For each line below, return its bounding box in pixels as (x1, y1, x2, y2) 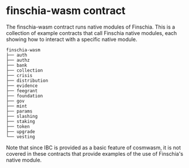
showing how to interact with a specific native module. (6, 36, 138, 43)
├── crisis (6, 72, 33, 78)
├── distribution (6, 78, 49, 83)
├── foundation (6, 93, 43, 99)
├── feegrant (6, 87, 38, 94)
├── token (6, 124, 30, 129)
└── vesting (6, 134, 35, 139)
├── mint (6, 103, 28, 109)
